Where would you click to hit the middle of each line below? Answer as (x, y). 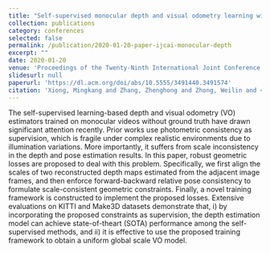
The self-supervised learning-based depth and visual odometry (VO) (122, 113)
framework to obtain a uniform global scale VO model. (98, 240)
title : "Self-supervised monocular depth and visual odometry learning (131, 16)
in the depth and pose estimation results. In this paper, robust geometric (128, 155)
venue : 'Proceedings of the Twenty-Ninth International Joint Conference (135, 68)
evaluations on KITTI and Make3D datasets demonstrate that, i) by (118, 207)
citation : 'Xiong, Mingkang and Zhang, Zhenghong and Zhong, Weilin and (133, 90)
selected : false (35, 38)
